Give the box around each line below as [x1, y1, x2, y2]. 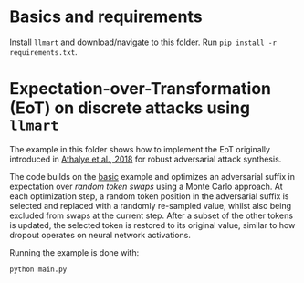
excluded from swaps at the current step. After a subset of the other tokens [9, 210, 294, 221]
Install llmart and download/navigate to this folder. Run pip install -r [9, 37, 277, 47]
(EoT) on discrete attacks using [9, 98, 251, 119]
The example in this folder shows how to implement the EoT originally [9, 143, 271, 154]
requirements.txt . [9, 46, 78, 57]
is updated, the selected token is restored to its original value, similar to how [9, 219, 296, 230]
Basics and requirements [9, 6, 203, 27]
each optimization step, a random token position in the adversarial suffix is [9, 190, 289, 202]
